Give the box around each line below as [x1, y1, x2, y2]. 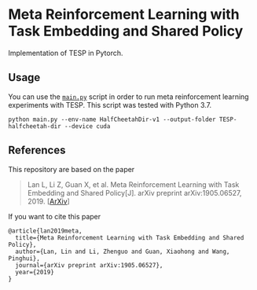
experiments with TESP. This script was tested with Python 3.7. [8, 100, 212, 109]
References [8, 144, 66, 157]
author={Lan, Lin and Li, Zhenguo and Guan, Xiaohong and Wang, [15, 248, 230, 255]
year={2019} [15, 268, 55, 276]
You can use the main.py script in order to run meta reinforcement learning [8, 92, 249, 101]
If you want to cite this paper [8, 211, 101, 221]
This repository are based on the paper [8, 164, 135, 174]
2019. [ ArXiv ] [27, 196, 71, 206]
